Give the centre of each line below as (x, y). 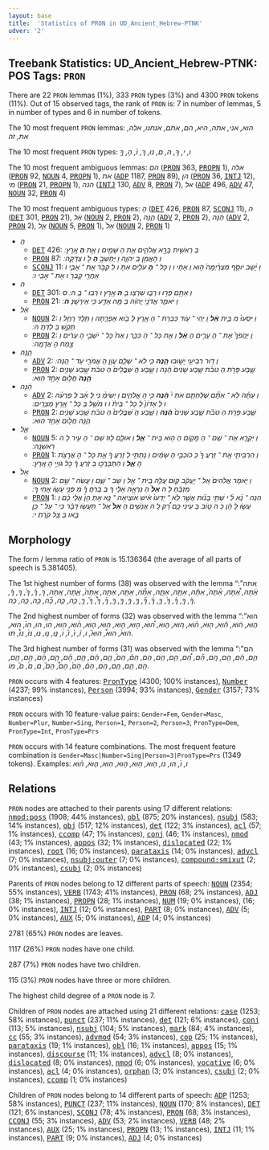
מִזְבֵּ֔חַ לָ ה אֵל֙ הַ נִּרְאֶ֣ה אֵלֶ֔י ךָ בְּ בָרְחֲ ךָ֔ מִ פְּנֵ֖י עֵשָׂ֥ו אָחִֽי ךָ (112, 489)
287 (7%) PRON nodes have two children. (75, 964)
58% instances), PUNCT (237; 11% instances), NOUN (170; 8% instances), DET (134, 1103)
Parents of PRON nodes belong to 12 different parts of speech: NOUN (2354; (130, 883)
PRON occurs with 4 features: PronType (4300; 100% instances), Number (128, 681)
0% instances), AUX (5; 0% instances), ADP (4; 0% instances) (110, 918)
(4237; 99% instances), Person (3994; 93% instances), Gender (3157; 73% (134, 690)
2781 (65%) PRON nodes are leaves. (66, 933)
